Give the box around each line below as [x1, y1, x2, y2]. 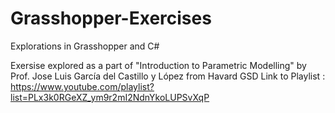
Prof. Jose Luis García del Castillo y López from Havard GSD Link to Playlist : [10, 70, 326, 82]
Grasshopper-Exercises [10, 7, 212, 30]
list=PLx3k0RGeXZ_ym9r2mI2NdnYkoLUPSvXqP [10, 91, 210, 103]
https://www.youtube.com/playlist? [10, 80, 155, 92]
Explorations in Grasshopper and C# [10, 40, 160, 52]
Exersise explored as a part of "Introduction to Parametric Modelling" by [10, 59, 307, 71]
